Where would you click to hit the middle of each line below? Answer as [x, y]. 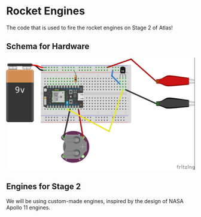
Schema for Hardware [48, 46]
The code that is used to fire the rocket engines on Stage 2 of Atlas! [90, 28]
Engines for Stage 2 [44, 187]
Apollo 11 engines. [28, 207]
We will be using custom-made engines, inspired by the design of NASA [95, 201]
